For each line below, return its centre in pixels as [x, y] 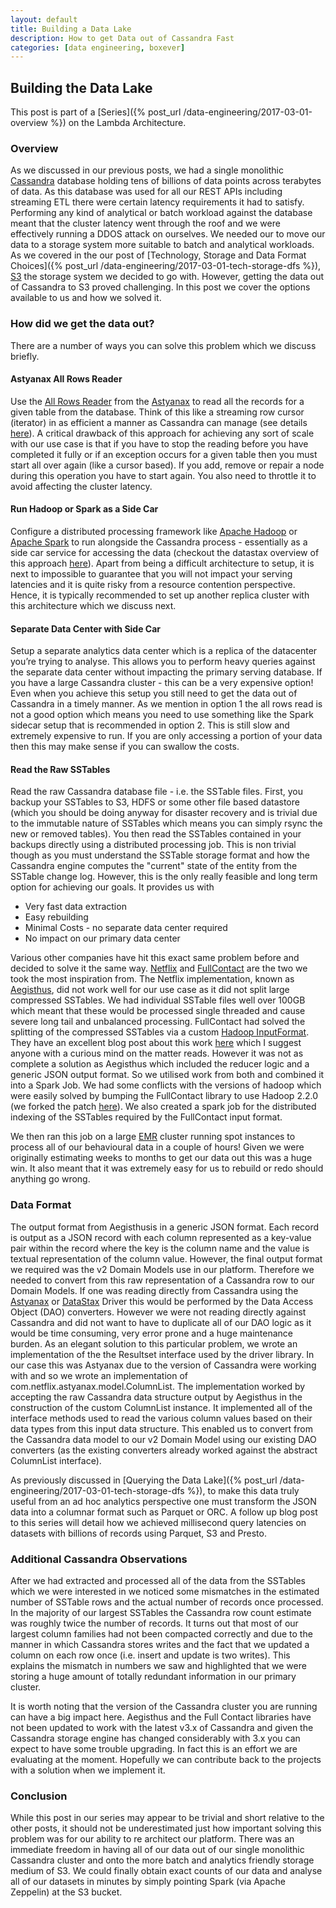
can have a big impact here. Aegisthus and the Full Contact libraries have [161, 1717]
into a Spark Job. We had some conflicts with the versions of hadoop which [166, 1085]
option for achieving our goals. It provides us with [112, 887]
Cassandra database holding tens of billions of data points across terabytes [166, 181]
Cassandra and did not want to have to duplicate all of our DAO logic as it [161, 1322]
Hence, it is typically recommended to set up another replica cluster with [160, 595]
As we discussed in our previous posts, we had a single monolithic [147, 170]
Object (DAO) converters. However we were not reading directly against [158, 1312]
